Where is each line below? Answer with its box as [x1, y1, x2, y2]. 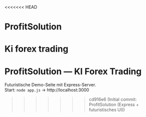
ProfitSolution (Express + [89, 102, 139, 108]
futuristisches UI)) [89, 107, 125, 113]
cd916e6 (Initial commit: [89, 97, 137, 102]
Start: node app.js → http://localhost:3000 [4, 87, 89, 93]
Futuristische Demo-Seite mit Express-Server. [4, 82, 97, 88]
